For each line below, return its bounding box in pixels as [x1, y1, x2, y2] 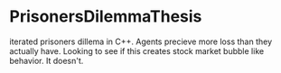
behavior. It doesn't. [9, 55, 84, 66]
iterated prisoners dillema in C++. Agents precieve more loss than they [9, 36, 273, 47]
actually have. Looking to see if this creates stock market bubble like [9, 45, 265, 56]
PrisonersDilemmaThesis [9, 6, 202, 27]
